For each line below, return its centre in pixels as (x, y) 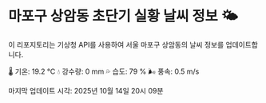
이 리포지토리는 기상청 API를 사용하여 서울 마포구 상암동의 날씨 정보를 (116, 44)
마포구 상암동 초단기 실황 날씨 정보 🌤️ (123, 16)
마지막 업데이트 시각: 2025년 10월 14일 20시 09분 (86, 90)
